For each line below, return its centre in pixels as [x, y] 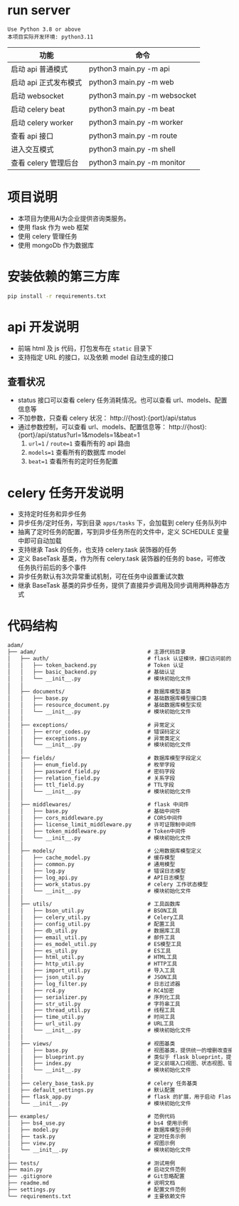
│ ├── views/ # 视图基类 [91, 1044]
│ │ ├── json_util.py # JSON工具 [92, 978]
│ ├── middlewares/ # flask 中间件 [98, 805]
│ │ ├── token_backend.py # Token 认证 [96, 665]
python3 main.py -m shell [132, 149]
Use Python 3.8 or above [44, 29]
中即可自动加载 [39, 541]
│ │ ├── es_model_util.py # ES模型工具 [95, 944]
